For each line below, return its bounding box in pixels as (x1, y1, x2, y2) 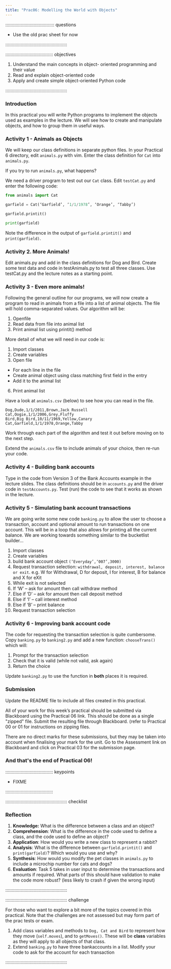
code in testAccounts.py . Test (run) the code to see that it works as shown (5, 486, 162, 492)
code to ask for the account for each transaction (12, 949, 115, 956)
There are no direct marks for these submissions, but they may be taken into (5, 733, 166, 740)
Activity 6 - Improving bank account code (5, 619, 111, 627)
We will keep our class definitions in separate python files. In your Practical (5, 147, 163, 153)
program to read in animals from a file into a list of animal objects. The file (5, 300, 160, 307)
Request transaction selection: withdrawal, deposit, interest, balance (12, 563, 165, 570)
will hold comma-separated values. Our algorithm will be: (5, 306, 126, 312)
